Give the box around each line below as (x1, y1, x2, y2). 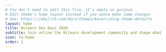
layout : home (5, 21, 32, 26)
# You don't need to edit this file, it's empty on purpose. (5, 7, 135, 12)
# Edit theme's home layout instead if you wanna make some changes (5, 12, 151, 17)
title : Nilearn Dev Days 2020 (5, 26, 68, 31)
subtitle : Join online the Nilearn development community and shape (5, 30, 151, 35)
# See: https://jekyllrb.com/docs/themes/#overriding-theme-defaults (5, 16, 153, 21)
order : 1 (5, 40, 23, 45)
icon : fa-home (5, 35, 35, 40)
